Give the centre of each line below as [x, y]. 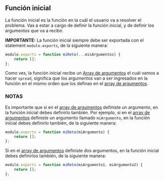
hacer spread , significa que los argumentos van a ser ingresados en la [76, 78]
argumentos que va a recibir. [34, 30]
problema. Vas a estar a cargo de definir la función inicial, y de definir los [80, 25]
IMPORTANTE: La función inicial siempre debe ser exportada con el [74, 40]
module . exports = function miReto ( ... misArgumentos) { [63, 54]
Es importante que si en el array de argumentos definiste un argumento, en [82, 107]
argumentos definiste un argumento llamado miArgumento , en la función [78, 118]
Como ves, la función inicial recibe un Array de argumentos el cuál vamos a [82, 73]
